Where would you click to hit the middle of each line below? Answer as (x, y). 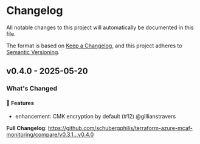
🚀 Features (20, 103)
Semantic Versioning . (33, 52)
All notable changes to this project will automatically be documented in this (100, 27)
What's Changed (32, 89)
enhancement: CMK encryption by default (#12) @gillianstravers (95, 117)
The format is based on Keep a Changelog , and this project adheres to (94, 46)
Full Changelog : (26, 128)
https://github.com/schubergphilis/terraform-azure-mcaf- (120, 128)
